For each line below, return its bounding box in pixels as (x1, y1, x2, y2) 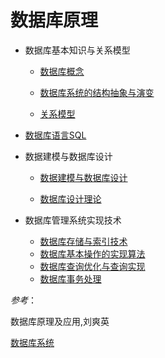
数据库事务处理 (39, 272, 102, 285)
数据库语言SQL (24, 129, 87, 141)
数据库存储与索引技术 (39, 235, 128, 247)
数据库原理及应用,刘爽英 (10, 315, 110, 327)
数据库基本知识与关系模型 (24, 44, 131, 56)
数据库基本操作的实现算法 (39, 247, 146, 260)
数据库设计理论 (39, 192, 102, 205)
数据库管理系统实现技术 (24, 214, 122, 226)
